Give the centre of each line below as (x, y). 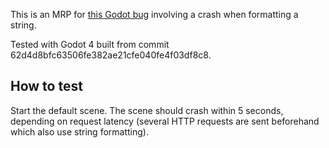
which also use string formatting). (79, 131)
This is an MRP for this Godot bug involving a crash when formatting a (154, 14)
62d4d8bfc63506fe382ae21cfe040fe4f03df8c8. (111, 55)
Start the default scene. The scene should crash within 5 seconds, (147, 110)
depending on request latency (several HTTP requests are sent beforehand (165, 121)
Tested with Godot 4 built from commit (90, 44)
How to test (46, 86)
